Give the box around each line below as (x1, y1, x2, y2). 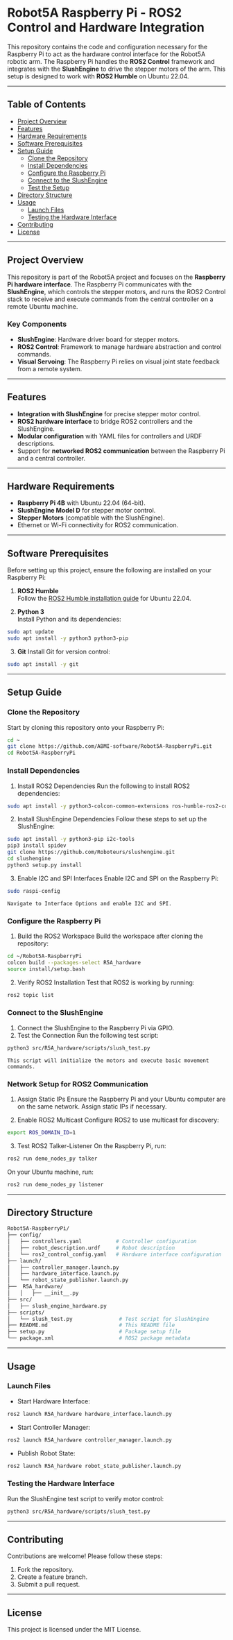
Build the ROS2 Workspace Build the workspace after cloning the (17, 932, 203, 940)
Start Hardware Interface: (17, 1396, 90, 1406)
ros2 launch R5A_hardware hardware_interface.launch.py (7, 1410, 172, 1417)
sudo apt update (7, 629, 54, 635)
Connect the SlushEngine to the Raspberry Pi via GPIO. (17, 1023, 175, 1032)
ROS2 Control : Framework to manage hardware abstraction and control (17, 342, 222, 351)
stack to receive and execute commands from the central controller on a (7, 295, 214, 303)
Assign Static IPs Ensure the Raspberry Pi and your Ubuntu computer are (17, 1095, 226, 1103)
